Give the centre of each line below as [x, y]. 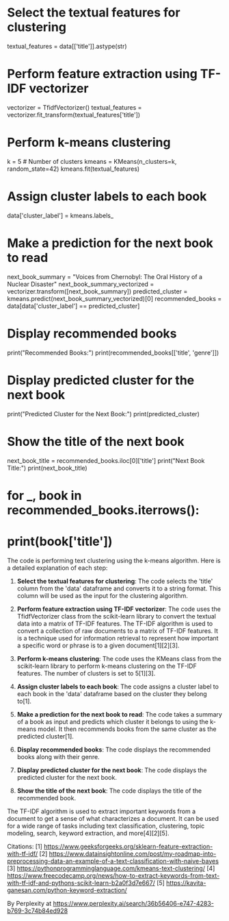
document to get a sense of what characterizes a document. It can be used [113, 818]
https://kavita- [186, 883]
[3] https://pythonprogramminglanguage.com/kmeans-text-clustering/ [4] [111, 868]
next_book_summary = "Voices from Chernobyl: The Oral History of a [105, 276]
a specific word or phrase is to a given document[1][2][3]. [98, 645]
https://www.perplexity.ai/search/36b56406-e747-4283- [133, 903]
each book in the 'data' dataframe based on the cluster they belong [112, 693]
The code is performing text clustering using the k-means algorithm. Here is [114, 560]
